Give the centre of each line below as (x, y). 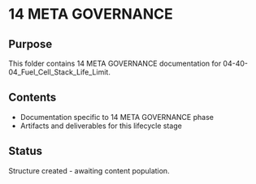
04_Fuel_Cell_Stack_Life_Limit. (60, 72)
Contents (33, 98)
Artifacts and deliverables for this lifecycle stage (101, 126)
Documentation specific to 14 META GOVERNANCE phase (117, 117)
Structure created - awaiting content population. (89, 170)
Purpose (30, 44)
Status (26, 151)
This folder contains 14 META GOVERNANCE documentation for (115, 63)
